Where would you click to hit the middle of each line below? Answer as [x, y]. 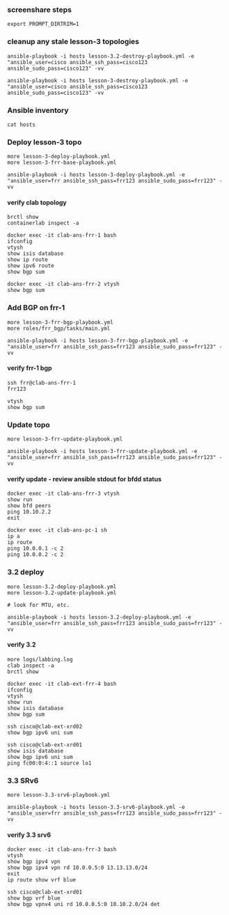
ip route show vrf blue [42, 880]
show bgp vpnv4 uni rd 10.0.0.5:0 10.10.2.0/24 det [84, 905]
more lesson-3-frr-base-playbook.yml [62, 163]
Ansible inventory [38, 110]
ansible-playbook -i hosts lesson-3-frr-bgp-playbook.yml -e [98, 340]
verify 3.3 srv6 [29, 835]
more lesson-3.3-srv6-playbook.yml [59, 795]
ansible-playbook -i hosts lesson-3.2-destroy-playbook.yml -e [101, 56]
